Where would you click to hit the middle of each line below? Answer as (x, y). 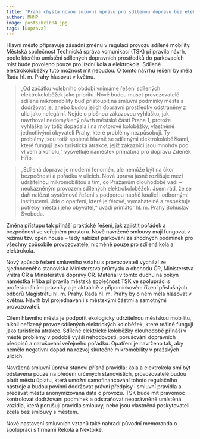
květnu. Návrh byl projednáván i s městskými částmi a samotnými (86, 300)
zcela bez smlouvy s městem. (43, 412)
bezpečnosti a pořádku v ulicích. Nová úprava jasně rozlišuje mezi (102, 176)
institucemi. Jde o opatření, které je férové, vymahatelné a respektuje (106, 201)
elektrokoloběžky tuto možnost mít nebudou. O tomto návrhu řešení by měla (99, 71)
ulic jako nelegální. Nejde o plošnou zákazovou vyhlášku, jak (95, 114)
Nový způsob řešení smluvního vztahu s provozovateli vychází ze (86, 262)
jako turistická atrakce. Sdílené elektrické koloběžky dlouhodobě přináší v (96, 331)
